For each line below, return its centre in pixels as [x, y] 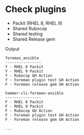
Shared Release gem [34, 39]
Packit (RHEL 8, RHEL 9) [37, 23]
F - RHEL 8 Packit [24, 102]
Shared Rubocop [30, 28]
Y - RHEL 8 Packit [24, 67]
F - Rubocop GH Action [29, 111]
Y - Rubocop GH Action [29, 76]
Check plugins [36, 9]
